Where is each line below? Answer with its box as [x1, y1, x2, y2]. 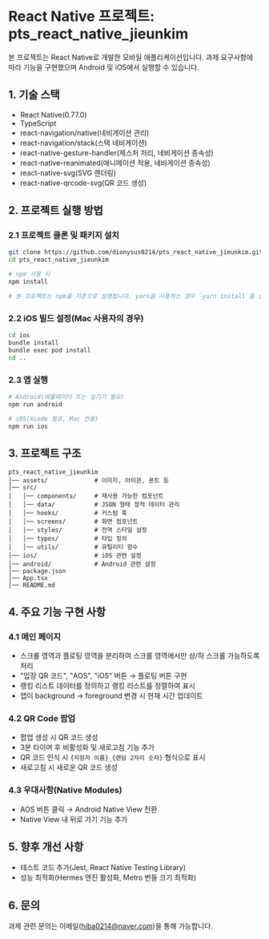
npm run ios [8, 422, 48, 430]
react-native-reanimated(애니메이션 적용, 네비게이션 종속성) [19, 158, 211, 167]
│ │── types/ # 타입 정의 [8, 534, 128, 543]
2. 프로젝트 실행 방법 [8, 204, 104, 217]
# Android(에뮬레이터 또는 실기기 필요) [8, 393, 125, 401]
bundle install [8, 338, 59, 347]
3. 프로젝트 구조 [8, 446, 82, 460]
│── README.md [8, 582, 56, 590]
